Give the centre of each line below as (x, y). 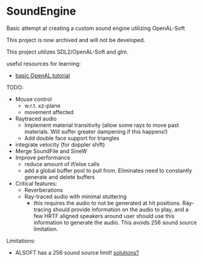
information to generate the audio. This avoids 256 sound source (115, 222)
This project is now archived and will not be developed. (76, 40)
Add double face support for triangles (72, 138)
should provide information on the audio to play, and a (121, 209)
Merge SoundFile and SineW (51, 151)
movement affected (49, 112)
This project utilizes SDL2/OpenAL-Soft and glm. (67, 52)
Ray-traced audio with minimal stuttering (76, 196)
